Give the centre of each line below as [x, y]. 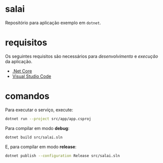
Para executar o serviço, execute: [39, 110]
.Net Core [22, 71]
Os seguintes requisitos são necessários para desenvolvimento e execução [82, 56]
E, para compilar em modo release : [41, 147]
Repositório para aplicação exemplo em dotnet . [53, 23]
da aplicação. [19, 61]
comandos [27, 96]
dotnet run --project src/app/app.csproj [48, 119]
